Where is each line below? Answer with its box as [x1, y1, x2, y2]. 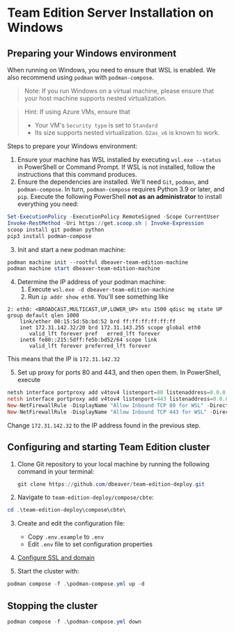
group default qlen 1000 [7, 312, 79, 319]
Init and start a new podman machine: [17, 245, 126, 253]
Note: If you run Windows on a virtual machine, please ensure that [24, 87, 214, 95]
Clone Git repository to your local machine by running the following [17, 459, 210, 468]
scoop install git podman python [7, 226, 104, 233]
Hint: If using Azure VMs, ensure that [24, 108, 131, 116]
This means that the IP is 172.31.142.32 [7, 355, 120, 363]
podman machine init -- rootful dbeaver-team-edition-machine [7, 259, 189, 266]
